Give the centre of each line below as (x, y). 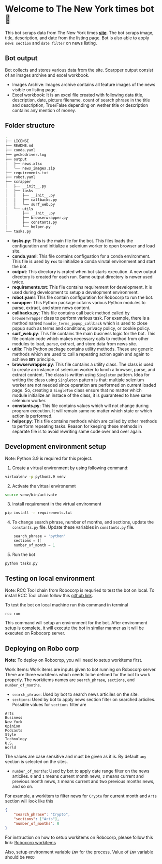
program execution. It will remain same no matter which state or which (82, 410)
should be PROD (20, 857)
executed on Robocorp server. (35, 633)
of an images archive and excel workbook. (47, 75)
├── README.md (19, 146)
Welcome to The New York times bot (80, 9)
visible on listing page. (34, 90)
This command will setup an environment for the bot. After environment (76, 623)
